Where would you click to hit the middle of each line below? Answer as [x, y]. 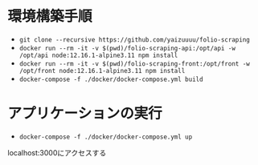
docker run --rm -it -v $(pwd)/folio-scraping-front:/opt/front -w [134, 64]
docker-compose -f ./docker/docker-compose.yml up [106, 137]
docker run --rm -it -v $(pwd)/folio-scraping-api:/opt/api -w [127, 48]
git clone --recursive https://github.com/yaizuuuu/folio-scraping [134, 40]
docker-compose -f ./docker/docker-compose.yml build [111, 79]
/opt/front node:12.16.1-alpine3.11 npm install [102, 70]
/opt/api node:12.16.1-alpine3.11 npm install [98, 55]
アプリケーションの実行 [85, 114]
